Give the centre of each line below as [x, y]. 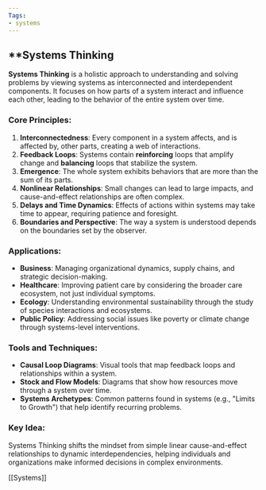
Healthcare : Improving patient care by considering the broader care [131, 285]
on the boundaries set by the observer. [83, 230]
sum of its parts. [46, 179]
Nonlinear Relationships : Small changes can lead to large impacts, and [137, 188]
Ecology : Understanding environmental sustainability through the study [137, 302]
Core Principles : [40, 120]
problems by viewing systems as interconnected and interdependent [120, 83]
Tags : [17, 15]
